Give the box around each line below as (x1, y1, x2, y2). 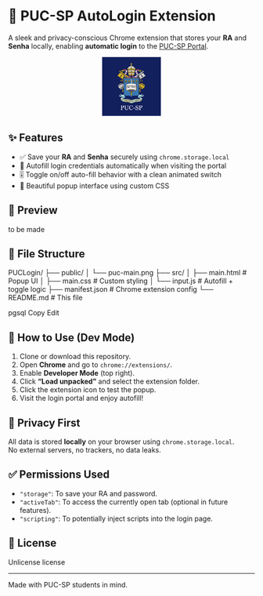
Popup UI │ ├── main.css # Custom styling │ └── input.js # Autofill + (8, 276, 233, 285)
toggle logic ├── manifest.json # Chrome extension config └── (8, 285, 214, 294)
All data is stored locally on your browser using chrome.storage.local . (8, 437, 235, 446)
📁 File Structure (8, 247, 85, 260)
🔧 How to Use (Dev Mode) (8, 331, 135, 344)
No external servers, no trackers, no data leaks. (8, 445, 162, 454)
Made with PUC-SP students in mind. (8, 580, 128, 589)
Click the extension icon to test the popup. (19, 385, 157, 394)
